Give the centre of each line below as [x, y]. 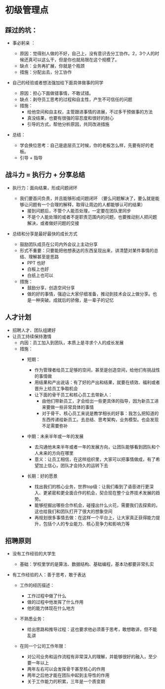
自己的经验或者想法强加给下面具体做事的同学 [58, 83]
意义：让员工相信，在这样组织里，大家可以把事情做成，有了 [95, 459]
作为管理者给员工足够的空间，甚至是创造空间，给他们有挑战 [95, 370]
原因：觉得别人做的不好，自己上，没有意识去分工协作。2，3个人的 [87, 53]
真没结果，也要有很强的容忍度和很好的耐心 [70, 118]
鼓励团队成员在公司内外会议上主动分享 [59, 244]
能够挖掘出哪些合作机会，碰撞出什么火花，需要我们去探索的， [97, 505]
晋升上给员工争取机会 [56, 388]
